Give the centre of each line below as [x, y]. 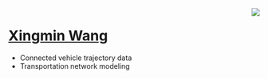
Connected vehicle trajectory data [76, 58]
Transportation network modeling [75, 66]
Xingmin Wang [58, 36]
